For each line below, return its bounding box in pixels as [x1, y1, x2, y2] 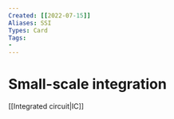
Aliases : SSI [8, 19, 52, 27]
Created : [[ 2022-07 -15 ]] [8, 11, 91, 20]
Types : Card [8, 26, 48, 34]
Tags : [8, 33, 26, 42]
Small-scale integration [8, 75, 168, 94]
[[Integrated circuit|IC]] [8, 102, 85, 111]
